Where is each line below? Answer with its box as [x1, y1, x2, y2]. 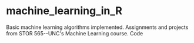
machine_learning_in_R [6, 4, 122, 18]
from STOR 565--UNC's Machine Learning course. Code [6, 29, 143, 37]
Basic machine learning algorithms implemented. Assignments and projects [6, 24, 189, 31]
